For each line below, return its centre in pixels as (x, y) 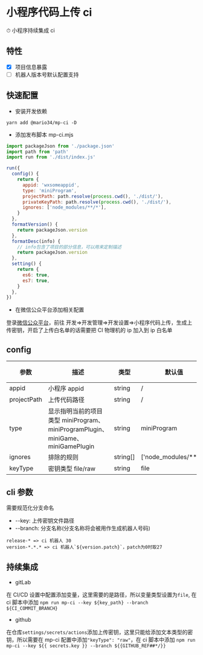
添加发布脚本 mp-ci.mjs (44, 134)
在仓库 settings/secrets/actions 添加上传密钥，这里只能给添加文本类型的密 (100, 632)
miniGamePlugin (71, 446)
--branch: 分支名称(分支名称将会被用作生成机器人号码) (83, 528)
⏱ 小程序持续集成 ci (31, 30)
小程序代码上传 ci (49, 12)
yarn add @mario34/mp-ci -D (42, 122)
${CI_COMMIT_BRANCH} (32, 608)
